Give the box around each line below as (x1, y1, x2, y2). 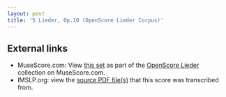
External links (7, 43, 68, 54)
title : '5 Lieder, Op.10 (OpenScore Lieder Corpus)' (7, 17, 164, 24)
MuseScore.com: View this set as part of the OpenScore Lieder (17, 61, 199, 70)
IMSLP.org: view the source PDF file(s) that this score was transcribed (17, 76, 220, 84)
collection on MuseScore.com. (17, 68, 106, 77)
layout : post (7, 10, 45, 17)
